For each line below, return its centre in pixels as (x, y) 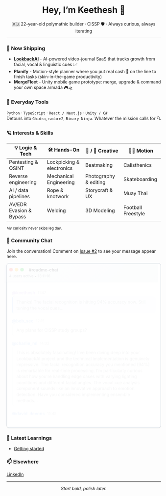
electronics (60, 168)
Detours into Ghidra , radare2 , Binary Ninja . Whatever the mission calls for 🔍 (84, 118)
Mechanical (60, 176)
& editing (95, 182)
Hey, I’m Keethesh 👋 (84, 10)
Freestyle (134, 213)
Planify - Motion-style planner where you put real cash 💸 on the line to (85, 72)
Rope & (55, 190)
